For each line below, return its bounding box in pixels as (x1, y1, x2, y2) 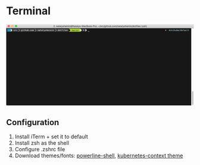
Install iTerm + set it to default (14, 133, 88, 141)
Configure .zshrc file (14, 146, 65, 153)
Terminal (6, 4, 51, 18)
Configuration (6, 117, 60, 127)
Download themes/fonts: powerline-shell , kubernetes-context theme (14, 152, 183, 159)
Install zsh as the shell (14, 139, 70, 147)
